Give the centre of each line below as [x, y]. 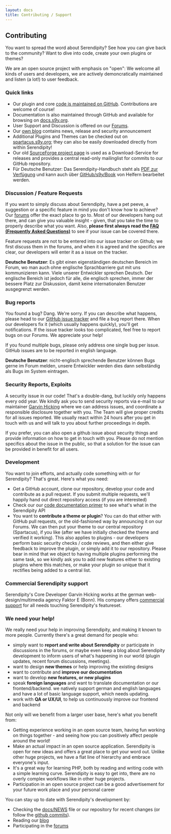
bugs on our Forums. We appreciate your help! [54, 335]
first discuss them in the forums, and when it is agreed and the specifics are [85, 246]
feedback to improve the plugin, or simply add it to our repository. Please [89, 548]
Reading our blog [31, 820]
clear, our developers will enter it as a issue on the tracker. [67, 252]
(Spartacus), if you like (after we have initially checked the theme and [86, 532]
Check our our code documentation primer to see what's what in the [84, 505]
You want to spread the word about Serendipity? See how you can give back [86, 48]
